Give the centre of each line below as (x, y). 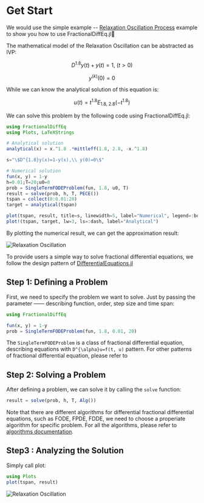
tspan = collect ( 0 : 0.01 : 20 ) (42, 199)
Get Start (29, 11)
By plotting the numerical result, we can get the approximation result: (93, 233)
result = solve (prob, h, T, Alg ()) (51, 401)
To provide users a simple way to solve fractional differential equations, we (100, 257)
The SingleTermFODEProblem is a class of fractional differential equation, (95, 343)
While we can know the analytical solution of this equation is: (83, 89)
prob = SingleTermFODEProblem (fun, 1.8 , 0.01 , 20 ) (72, 331)
